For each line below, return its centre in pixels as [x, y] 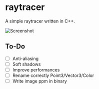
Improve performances [36, 69]
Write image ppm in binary [40, 81]
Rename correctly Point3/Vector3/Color [53, 75]
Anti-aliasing [25, 58]
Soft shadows [26, 64]
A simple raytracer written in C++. [40, 21]
